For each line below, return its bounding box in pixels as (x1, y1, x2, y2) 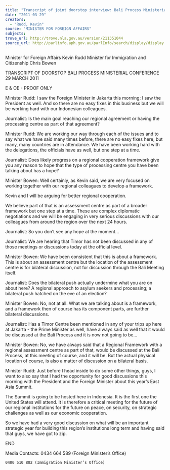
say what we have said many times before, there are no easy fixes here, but (5, 136, 163, 142)
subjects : (5, 31, 26, 36)
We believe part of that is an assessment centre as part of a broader (5, 202, 148, 208)
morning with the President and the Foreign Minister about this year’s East (5, 378, 159, 384)
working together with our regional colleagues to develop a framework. (5, 182, 153, 189)
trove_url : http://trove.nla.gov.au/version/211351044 (5, 36, 123, 41)
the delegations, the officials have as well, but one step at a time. (5, 147, 141, 153)
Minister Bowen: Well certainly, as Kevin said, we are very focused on (5, 177, 150, 183)
